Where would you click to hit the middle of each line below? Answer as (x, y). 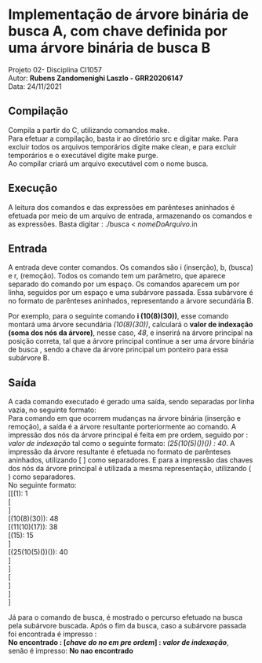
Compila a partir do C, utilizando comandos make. (89, 130)
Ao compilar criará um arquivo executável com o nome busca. (108, 164)
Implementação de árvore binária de (129, 15)
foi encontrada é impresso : (53, 634)
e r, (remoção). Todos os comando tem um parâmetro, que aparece (117, 276)
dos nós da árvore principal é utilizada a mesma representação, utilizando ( (130, 469)
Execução (33, 188)
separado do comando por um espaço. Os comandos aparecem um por (124, 284)
